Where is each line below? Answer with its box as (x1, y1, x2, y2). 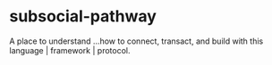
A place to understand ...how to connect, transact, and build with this (9, 36, 264, 46)
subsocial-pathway (9, 6, 157, 27)
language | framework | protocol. (9, 45, 131, 55)
